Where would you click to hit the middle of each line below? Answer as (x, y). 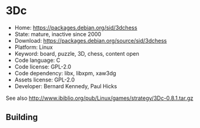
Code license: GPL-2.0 (43, 66)
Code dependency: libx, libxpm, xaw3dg (65, 73)
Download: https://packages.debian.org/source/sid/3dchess (91, 40)
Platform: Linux (34, 47)
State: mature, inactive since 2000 (58, 34)
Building (22, 117)
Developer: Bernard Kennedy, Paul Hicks (66, 86)
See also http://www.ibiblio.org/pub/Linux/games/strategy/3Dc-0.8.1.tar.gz (100, 98)
